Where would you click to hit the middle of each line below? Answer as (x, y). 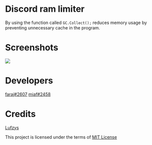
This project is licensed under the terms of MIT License (61, 137)
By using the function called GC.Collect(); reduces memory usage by (76, 23)
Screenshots (32, 48)
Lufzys (12, 127)
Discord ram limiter (45, 9)
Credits (20, 114)
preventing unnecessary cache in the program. (53, 27)
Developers (29, 81)
